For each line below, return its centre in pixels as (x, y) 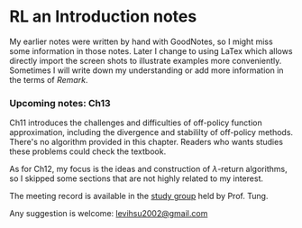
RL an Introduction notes (103, 17)
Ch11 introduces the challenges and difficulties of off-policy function (136, 123)
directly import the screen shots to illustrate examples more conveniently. (146, 60)
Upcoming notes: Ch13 (60, 103)
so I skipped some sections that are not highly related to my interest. (137, 178)
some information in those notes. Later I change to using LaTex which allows (151, 50)
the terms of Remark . (49, 79)
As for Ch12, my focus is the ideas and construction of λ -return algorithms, (148, 169)
